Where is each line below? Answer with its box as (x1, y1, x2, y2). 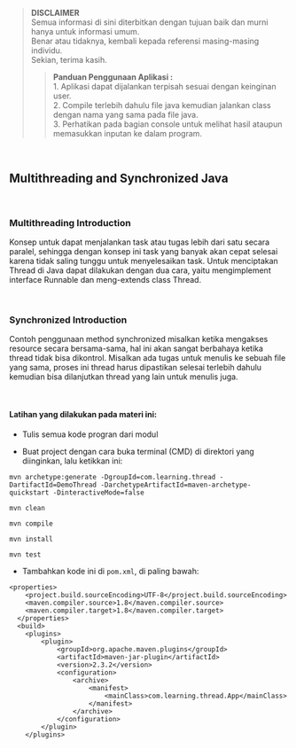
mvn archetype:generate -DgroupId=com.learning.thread (9, 472, 216, 481)
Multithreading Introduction (9, 216, 131, 229)
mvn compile (9, 518, 53, 528)
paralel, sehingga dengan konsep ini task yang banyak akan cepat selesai (9, 246, 278, 257)
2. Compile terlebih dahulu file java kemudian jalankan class (52, 100, 272, 110)
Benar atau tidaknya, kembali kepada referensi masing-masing (30, 35, 260, 46)
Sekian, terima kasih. (30, 55, 108, 65)
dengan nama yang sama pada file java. (52, 110, 199, 120)
